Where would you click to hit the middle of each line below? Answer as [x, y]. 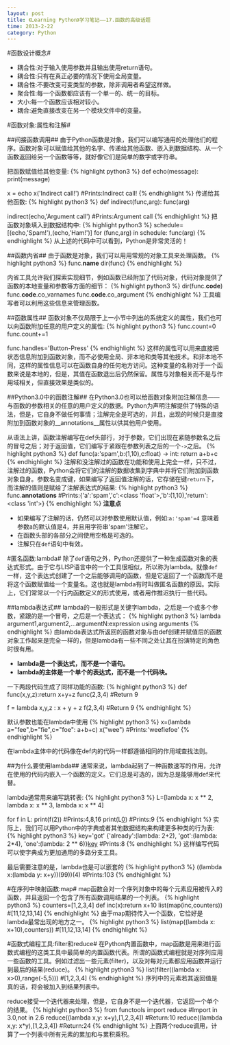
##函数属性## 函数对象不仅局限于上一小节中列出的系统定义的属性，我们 [108, 318]
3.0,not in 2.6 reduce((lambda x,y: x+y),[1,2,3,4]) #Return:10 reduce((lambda [115, 1018]
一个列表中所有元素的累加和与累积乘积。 [76, 1035]
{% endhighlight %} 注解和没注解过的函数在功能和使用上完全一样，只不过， [114, 462]
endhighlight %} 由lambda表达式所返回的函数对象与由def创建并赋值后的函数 [115, 632]
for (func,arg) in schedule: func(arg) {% [150, 233]
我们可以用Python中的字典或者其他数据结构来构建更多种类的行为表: [120, 828]
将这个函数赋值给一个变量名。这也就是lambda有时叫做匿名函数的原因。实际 [114, 584]
